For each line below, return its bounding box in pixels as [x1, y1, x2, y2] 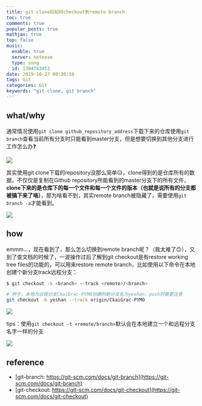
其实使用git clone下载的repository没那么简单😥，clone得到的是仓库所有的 [6, 168, 190, 176]
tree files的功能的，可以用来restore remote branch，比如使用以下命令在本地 [6, 261, 196, 268]
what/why [6, 111, 45, 121]
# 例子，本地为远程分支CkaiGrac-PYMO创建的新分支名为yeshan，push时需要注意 [6, 291, 183, 298]
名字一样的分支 [6, 328, 44, 335]
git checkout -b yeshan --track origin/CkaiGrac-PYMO [6, 297, 146, 303]
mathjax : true [6, 32, 42, 38]
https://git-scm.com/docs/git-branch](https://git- [46, 373, 169, 380]
